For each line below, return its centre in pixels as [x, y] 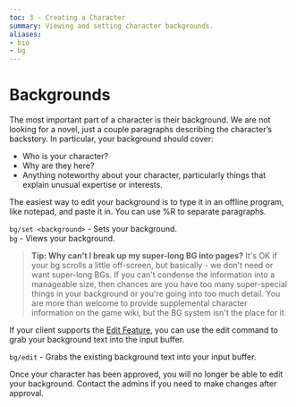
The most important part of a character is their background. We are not [140, 120]
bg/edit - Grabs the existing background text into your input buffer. [133, 357]
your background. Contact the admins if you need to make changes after [143, 384]
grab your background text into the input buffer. [97, 340]
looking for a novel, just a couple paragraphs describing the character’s [141, 130]
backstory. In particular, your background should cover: [111, 139]
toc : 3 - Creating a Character [68, 17]
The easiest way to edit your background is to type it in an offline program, [147, 202]
